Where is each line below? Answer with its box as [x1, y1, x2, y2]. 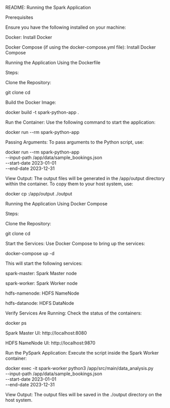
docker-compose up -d [5, 250, 55, 256]
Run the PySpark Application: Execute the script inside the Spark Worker [5, 350, 159, 356]
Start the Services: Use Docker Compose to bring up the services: [5, 241, 145, 246]
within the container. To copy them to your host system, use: [5, 181, 134, 187]
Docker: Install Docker [5, 34, 52, 40]
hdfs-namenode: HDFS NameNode [5, 290, 80, 296]
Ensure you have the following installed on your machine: [5, 24, 126, 30]
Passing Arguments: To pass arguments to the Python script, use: [5, 139, 144, 145]
